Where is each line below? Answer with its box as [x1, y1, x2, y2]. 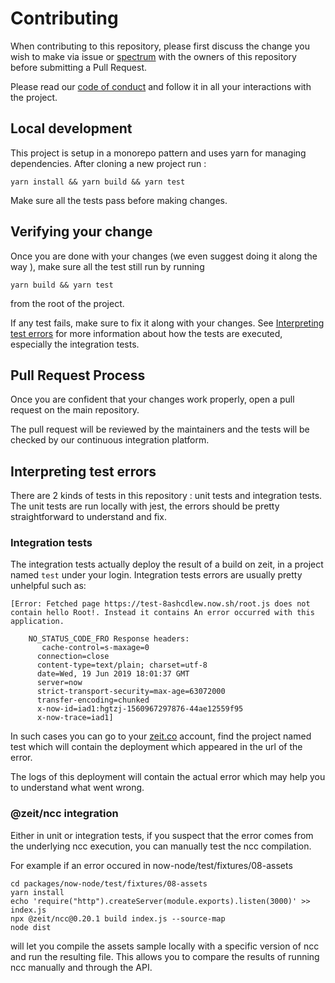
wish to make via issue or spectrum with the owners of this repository [10, 50, 297, 62]
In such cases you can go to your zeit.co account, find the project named [10, 730, 312, 742]
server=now [36, 678, 83, 688]
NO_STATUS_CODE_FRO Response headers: [28, 634, 190, 644]
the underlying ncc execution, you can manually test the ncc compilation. [10, 840, 312, 852]
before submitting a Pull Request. [10, 61, 147, 73]
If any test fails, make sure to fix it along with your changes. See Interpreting [10, 317, 325, 329]
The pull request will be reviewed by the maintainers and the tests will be [10, 423, 310, 436]
